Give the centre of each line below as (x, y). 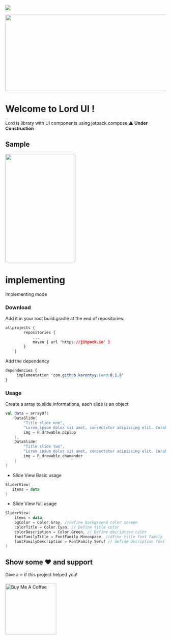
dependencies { (21, 371)
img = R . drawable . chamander (53, 456)
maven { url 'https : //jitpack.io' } (71, 342)
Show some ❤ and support (49, 562)
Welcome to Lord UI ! (50, 109)
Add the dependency (27, 361)
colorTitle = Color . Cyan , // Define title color (67, 527)
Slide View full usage (35, 504)
